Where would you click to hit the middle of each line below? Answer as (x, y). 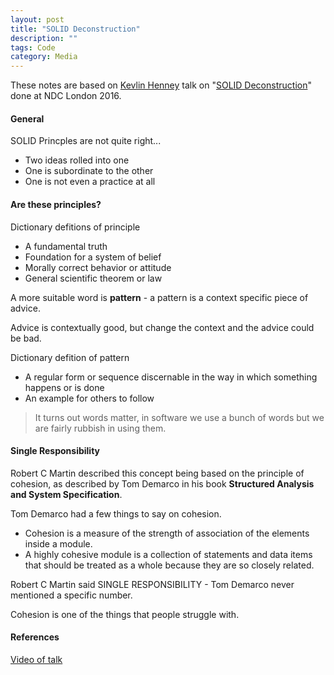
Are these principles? (56, 204)
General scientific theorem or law (93, 278)
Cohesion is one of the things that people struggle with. (125, 614)
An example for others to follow (89, 398)
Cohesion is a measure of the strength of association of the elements (167, 533)
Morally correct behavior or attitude (98, 267)
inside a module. (58, 543)
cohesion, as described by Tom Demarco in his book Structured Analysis (162, 483)
